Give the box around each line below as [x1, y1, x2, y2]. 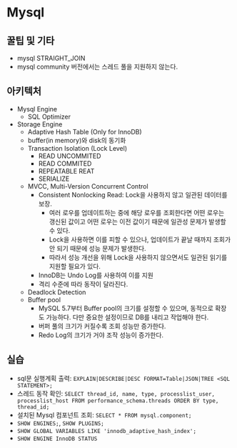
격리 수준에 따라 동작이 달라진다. [38, 279, 128, 288]
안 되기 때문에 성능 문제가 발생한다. [49, 244, 147, 252]
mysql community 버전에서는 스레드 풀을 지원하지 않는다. [16, 62, 178, 71]
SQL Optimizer [27, 112, 71, 121]
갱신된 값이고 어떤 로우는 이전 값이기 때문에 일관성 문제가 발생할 [49, 217, 226, 226]
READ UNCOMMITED [38, 151, 101, 160]
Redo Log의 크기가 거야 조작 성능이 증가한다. [38, 330, 164, 339]
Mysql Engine [16, 104, 58, 113]
